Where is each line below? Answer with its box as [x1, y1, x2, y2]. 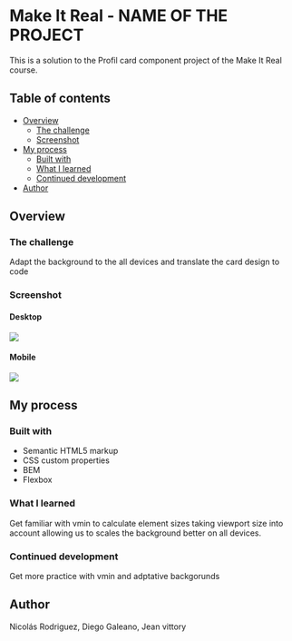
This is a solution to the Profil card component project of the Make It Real [9, 54, 283, 65]
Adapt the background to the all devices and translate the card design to [9, 256, 280, 268]
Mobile [9, 351, 36, 363]
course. [9, 64, 38, 75]
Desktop [9, 311, 43, 322]
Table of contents [9, 91, 111, 106]
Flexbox [22, 474, 53, 486]
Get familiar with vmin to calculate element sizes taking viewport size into [9, 518, 284, 528]
